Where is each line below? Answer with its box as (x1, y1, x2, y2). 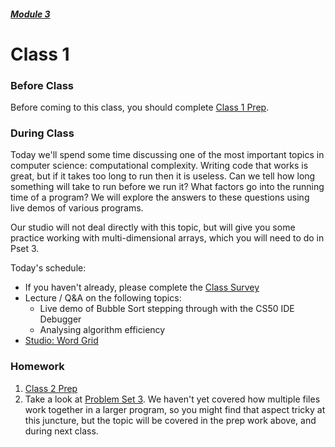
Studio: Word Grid (24, 335, 99, 347)
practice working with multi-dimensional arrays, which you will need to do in (10, 232, 325, 244)
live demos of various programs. (10, 202, 144, 214)
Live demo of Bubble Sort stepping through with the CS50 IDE (39, 303, 295, 315)
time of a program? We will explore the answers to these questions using (10, 191, 310, 204)
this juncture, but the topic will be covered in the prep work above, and (24, 414, 317, 426)
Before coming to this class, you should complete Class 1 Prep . (10, 101, 270, 114)
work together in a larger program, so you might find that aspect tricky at (24, 403, 326, 415)
